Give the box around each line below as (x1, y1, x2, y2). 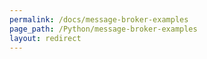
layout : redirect (9, 33, 82, 43)
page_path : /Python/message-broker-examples (9, 24, 198, 34)
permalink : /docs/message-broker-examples (9, 14, 189, 25)
